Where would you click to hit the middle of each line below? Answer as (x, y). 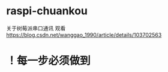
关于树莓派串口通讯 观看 (36, 28)
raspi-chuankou (47, 11)
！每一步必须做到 (49, 61)
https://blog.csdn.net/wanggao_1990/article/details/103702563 (84, 35)
